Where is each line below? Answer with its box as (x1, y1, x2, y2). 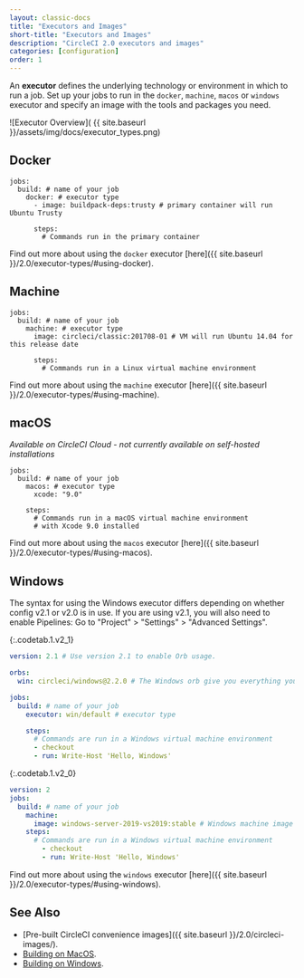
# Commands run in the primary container (42, 232, 201, 241)
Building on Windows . (22, 957, 104, 969)
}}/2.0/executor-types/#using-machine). (9, 388, 160, 399)
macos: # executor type (25, 482, 116, 492)
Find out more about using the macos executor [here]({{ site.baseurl (9, 538, 260, 549)
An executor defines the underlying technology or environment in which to (9, 81, 289, 91)
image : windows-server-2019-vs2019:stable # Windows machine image (33, 819, 294, 829)
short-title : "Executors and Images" (9, 30, 152, 39)
